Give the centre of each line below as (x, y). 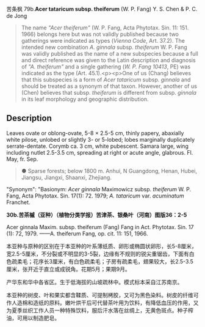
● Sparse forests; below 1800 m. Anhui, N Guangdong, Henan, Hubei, (109, 171)
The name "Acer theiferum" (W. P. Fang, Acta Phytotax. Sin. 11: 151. (105, 28)
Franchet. (18, 202)
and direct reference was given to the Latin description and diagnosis (109, 60)
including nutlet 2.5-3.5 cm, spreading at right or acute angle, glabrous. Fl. (100, 152)
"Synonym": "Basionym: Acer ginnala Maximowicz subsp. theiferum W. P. (99, 189)
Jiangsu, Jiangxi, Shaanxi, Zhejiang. (66, 177)
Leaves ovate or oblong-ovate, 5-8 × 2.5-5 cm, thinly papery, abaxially (95, 133)
